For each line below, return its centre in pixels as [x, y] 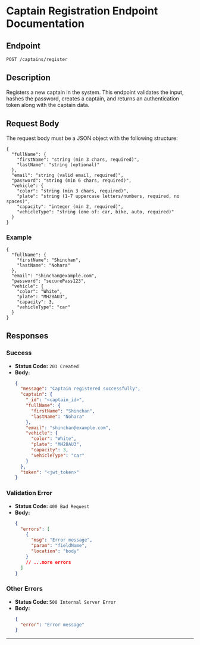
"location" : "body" [55, 551]
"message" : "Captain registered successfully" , [81, 389]
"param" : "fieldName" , [59, 546]
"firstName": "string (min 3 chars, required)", [78, 160]
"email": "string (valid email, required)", [68, 175]
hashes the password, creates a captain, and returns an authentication [93, 98]
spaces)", [18, 201]
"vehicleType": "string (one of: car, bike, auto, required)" [96, 212]
